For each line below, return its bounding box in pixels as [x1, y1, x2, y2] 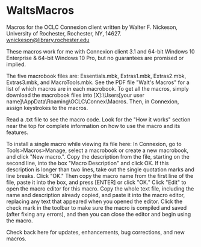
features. [6, 129, 29, 136]
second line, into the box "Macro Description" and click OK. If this [6, 159, 169, 166]
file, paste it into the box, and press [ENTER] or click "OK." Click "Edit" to [6, 178, 187, 186]
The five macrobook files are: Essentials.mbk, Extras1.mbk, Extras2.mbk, [6, 72, 187, 79]
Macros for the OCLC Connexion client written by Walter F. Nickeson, [6, 23, 178, 31]
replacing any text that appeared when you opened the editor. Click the [6, 198, 183, 205]
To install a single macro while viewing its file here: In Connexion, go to [6, 140, 182, 147]
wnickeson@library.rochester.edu [6, 36, 90, 43]
